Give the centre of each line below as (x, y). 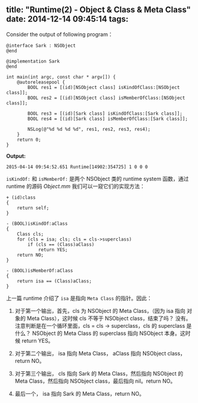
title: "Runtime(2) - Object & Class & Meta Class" (98, 10)
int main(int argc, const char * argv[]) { (61, 77)
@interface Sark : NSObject (41, 45)
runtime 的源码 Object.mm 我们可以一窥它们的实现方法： (75, 186)
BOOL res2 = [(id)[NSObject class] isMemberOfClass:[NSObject (106, 98)
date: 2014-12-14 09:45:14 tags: (67, 19)
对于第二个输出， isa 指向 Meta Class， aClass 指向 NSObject (90, 353)
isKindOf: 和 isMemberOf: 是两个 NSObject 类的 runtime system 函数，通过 (98, 179)
